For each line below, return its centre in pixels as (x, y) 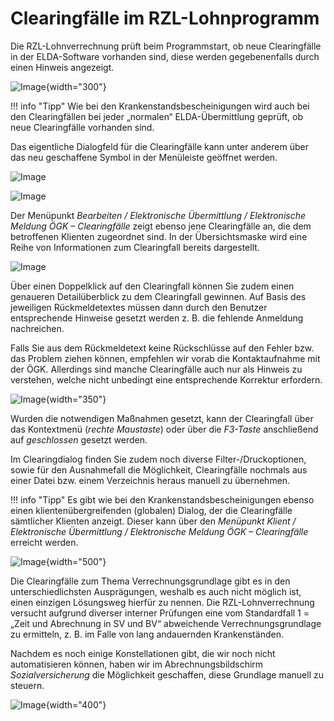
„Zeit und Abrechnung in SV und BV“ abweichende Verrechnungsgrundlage (166, 623)
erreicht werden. (44, 542)
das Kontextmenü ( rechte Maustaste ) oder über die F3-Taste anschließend (164, 429)
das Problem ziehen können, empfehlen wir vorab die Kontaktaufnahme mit (165, 358)
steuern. (27, 685)
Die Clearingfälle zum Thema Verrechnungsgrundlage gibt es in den (150, 581)
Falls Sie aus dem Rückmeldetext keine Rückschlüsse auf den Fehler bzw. (162, 348)
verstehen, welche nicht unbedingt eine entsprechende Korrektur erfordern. (166, 379)
